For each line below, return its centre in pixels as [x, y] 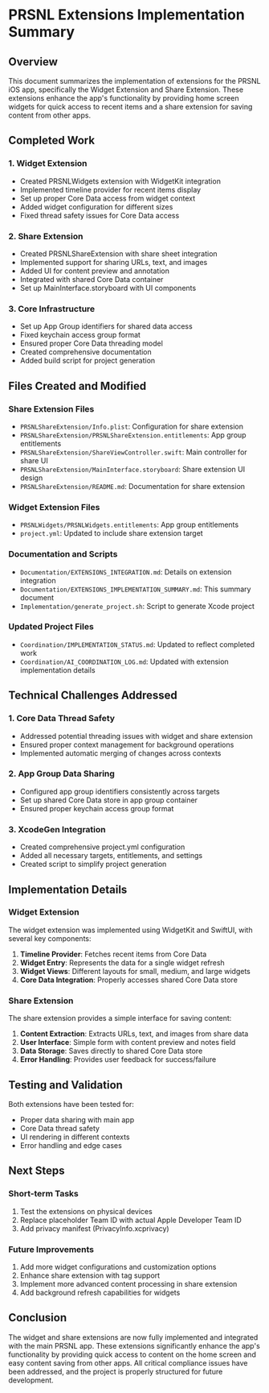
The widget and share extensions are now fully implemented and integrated [133, 1337]
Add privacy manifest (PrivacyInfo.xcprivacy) [95, 1228]
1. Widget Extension [48, 164]
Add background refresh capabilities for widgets [100, 1292]
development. [31, 1380]
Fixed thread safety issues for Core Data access [100, 215]
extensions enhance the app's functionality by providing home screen [124, 98]
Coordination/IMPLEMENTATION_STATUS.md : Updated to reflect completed [137, 644]
